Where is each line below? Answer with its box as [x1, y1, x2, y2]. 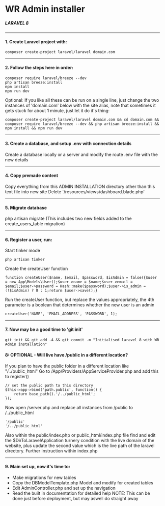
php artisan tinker [5, 257, 45, 262]
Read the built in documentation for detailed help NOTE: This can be [12, 490, 150, 496]
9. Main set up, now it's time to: [5, 464, 70, 470]
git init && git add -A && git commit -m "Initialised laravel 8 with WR [5, 337, 160, 342]
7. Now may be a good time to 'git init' [5, 326, 83, 332]
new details [5, 156, 28, 163]
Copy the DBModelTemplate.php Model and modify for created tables [12, 479, 154, 485]
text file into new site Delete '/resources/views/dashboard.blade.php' [5, 188, 145, 195]
